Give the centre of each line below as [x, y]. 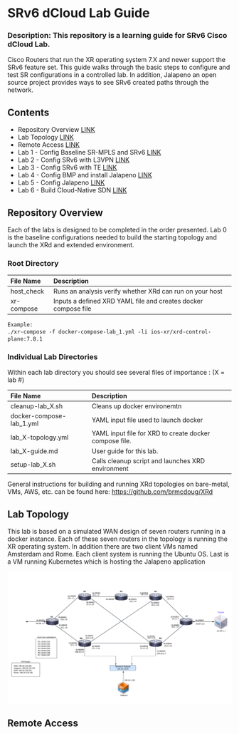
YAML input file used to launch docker [147, 420]
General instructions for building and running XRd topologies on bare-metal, [118, 484]
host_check [27, 291]
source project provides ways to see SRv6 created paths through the [108, 83]
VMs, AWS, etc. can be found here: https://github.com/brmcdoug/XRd [110, 492]
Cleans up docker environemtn [137, 406]
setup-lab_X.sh [33, 465]
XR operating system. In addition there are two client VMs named [102, 547]
